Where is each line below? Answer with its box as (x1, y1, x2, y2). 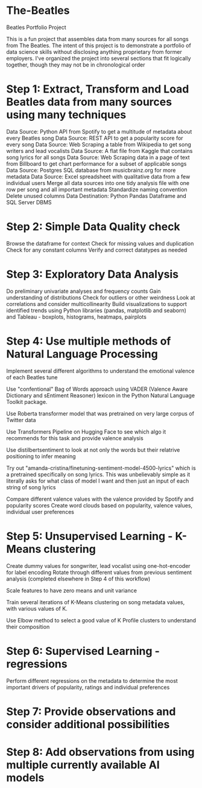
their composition (6, 623, 50, 630)
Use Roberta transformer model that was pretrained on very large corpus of (6, 409, 195, 417)
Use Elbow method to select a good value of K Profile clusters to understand (6, 616, 197, 624)
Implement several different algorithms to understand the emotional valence (6, 367, 195, 374)
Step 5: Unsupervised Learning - (6, 529, 173, 543)
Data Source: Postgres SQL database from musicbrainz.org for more (6, 166, 176, 174)
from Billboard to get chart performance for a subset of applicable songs (6, 160, 187, 167)
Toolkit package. (6, 398, 48, 405)
